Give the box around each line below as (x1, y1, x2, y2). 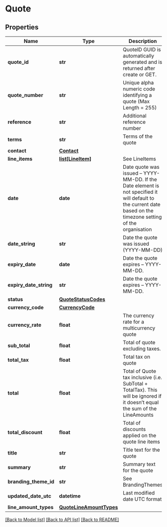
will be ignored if (122, 393, 162, 400)
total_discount (7, 429, 43, 436)
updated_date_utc (7, 493, 51, 500)
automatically (122, 52, 155, 59)
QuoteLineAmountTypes (59, 504, 118, 511)
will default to (122, 195, 155, 201)
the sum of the (122, 405, 157, 412)
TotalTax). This (122, 387, 158, 393)
